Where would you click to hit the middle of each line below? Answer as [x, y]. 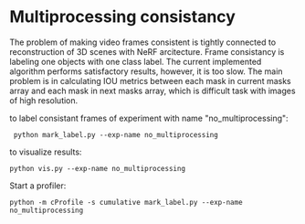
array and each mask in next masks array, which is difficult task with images [152, 91]
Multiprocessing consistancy [122, 17]
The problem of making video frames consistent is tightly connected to [143, 42]
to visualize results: [46, 152]
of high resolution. [44, 100]
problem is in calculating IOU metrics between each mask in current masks [150, 80]
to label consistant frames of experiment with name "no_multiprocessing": [149, 118]
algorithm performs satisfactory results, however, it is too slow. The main [146, 71]
